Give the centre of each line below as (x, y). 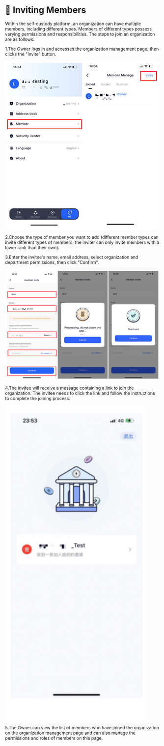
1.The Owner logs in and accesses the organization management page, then (82, 49)
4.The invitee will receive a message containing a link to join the (69, 388)
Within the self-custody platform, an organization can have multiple (73, 24)
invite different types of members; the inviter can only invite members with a (82, 242)
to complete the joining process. (38, 399)
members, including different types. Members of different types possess (79, 29)
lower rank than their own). (32, 247)
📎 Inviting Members (46, 10)
